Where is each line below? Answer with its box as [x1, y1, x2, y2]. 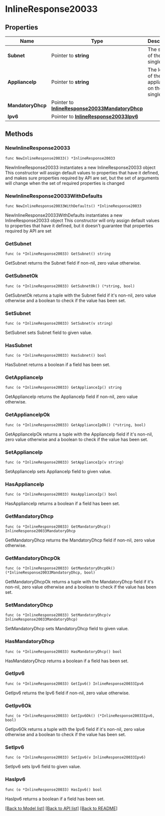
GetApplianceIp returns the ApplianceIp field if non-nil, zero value [5, 394, 138, 400]
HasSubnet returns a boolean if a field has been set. [5, 362, 110, 368]
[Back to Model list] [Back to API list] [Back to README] [5, 805, 118, 811]
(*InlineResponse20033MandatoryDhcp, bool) [5, 570, 96, 575]
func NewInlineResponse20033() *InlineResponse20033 [5, 156, 115, 161]
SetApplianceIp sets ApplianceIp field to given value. [5, 469, 112, 475]
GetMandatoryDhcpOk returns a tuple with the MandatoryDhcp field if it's [5, 578, 154, 584]
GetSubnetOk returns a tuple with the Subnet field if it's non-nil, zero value [5, 292, 156, 298]
